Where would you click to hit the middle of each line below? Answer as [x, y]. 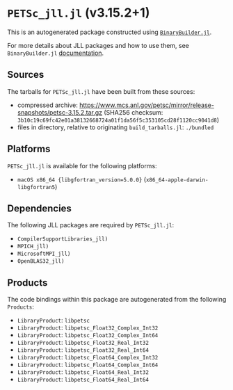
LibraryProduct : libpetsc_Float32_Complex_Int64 [88, 335]
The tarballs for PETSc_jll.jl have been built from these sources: [101, 91]
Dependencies [39, 208]
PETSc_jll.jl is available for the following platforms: [82, 165]
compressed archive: [48, 105]
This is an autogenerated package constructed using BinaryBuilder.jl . [110, 32]
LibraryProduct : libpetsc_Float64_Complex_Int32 [88, 357]
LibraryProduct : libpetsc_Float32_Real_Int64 [83, 350]
